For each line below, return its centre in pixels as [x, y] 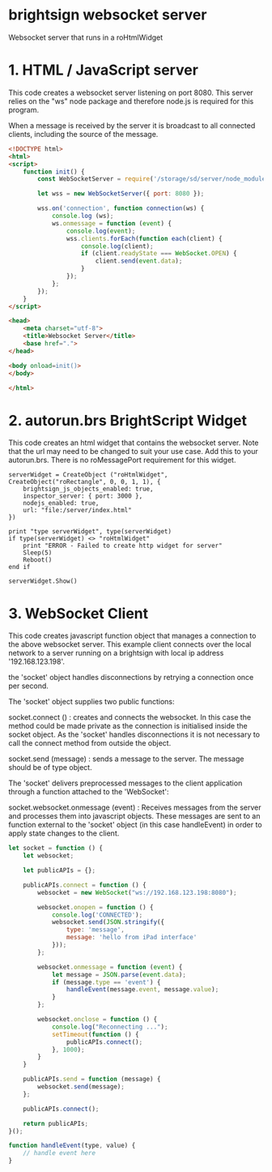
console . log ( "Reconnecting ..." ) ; [110, 1027]
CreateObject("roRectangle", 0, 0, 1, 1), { [85, 482]
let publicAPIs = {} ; [59, 870]
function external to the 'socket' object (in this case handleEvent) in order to [135, 825]
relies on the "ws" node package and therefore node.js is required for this [131, 101]
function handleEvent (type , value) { [72, 1146]
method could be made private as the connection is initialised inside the [128, 726]
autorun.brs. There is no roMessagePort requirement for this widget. [122, 460]
